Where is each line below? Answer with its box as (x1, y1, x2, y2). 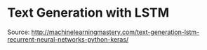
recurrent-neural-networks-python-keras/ (7, 35, 129, 43)
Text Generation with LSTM (7, 5, 170, 21)
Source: (7, 28, 30, 36)
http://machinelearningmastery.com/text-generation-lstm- (31, 28, 200, 36)
